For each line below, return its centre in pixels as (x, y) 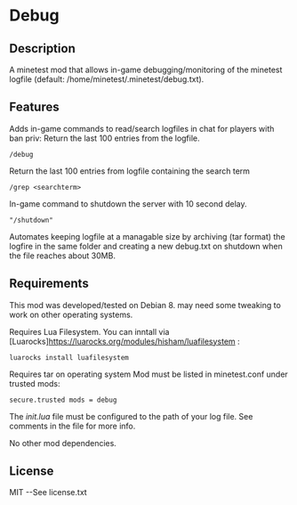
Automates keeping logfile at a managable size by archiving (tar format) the (148, 236)
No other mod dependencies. (63, 443)
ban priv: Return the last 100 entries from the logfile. (104, 138)
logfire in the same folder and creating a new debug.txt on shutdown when (146, 246)
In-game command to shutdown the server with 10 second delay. (128, 204)
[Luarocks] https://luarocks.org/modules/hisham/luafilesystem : (124, 341)
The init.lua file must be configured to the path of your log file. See (131, 416)
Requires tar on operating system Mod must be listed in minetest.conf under (149, 374)
